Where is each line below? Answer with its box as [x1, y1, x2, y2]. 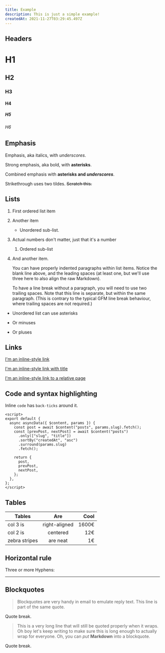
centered [47, 529, 69, 536]
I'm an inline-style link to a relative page [5, 375, 86, 381]
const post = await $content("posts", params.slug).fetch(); [14, 425, 141, 430]
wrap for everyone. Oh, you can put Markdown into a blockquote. [17, 633, 151, 639]
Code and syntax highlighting [5, 390, 97, 398]
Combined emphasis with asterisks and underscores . [5, 171, 115, 177]
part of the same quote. [17, 604, 65, 610]
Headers [5, 34, 32, 43]
